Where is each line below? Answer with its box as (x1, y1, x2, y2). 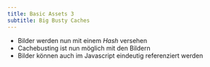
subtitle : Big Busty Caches (7, 17, 91, 24)
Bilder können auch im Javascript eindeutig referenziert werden (17, 51, 204, 60)
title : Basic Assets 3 (7, 10, 74, 18)
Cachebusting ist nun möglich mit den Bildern (17, 44, 151, 52)
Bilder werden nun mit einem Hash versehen (17, 36, 148, 44)
